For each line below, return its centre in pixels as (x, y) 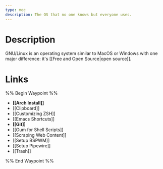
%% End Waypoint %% (30, 161)
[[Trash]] (22, 151)
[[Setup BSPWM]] (31, 140)
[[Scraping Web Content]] (39, 135)
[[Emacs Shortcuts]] (33, 119)
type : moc (16, 10)
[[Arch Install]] (28, 103)
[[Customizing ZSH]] (34, 114)
